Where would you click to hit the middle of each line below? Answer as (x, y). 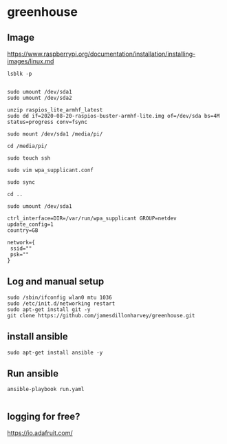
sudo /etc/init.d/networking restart (61, 304)
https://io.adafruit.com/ (40, 433)
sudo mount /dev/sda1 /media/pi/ (55, 134)
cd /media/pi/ (28, 146)
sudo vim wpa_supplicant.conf (51, 170)
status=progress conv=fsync (47, 122)
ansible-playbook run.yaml (46, 390)
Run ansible (33, 373)
